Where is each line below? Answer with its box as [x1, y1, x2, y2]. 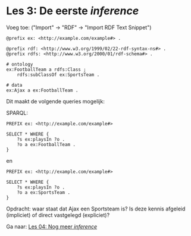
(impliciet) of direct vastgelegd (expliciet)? [6, 211, 110, 218]
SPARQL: [6, 109, 29, 117]
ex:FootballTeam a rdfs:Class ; [6, 67, 86, 73]
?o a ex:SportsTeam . [17, 189, 70, 196]
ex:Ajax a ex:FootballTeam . [6, 87, 79, 93]
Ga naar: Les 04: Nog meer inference [6, 223, 97, 230]
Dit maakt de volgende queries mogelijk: [6, 97, 105, 105]
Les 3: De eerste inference [6, 4, 139, 18]
